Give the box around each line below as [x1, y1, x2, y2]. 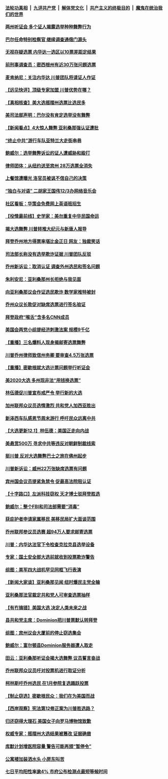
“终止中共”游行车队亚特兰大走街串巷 [5, 137, 82, 143]
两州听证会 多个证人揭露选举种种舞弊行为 [5, 23, 92, 30]
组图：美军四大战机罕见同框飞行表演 [5, 566, 81, 572]
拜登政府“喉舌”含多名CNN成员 [5, 314, 70, 320]
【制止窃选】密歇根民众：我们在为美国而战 [5, 693, 95, 699]
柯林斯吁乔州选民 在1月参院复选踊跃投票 [5, 680, 89, 686]
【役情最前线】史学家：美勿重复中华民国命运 [5, 213, 99, 219]
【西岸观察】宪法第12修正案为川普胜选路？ [5, 706, 95, 712]
